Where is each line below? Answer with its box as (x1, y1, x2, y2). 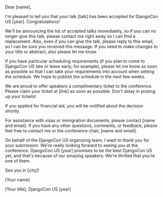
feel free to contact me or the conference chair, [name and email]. (5, 128, 137, 133)
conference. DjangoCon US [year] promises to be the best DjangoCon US (5, 148, 152, 153)
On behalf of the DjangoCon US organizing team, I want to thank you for (5, 137, 149, 143)
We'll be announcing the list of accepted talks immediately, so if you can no (5, 28, 157, 34)
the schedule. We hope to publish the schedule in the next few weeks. (5, 74, 146, 79)
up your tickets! (5, 93, 36, 99)
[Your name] (5, 177, 30, 182)
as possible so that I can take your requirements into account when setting (5, 69, 155, 74)
